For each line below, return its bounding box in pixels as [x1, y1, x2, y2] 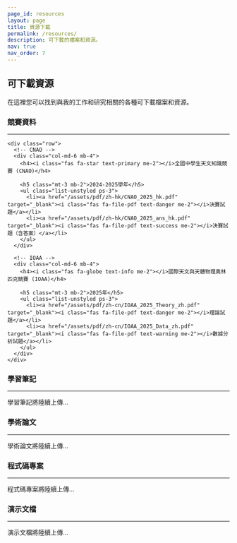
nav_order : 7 [7, 50, 46, 57]
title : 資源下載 [7, 23, 51, 30]
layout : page [7, 17, 46, 24]
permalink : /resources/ [7, 30, 78, 37]
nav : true [7, 43, 37, 50]
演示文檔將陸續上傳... [7, 528, 69, 537]
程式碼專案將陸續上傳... [7, 484, 75, 493]
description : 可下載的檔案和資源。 [7, 37, 101, 44]
